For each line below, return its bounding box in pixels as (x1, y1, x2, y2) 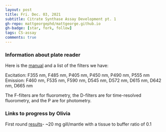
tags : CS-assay (5, 30, 37, 35)
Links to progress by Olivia (5, 110, 71, 117)
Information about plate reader (5, 51, 81, 58)
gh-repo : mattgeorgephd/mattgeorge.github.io (5, 21, 101, 26)
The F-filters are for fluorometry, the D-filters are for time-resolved (5, 92, 142, 98)
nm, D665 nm (5, 83, 33, 89)
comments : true (5, 35, 37, 40)
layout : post (5, 7, 32, 12)
